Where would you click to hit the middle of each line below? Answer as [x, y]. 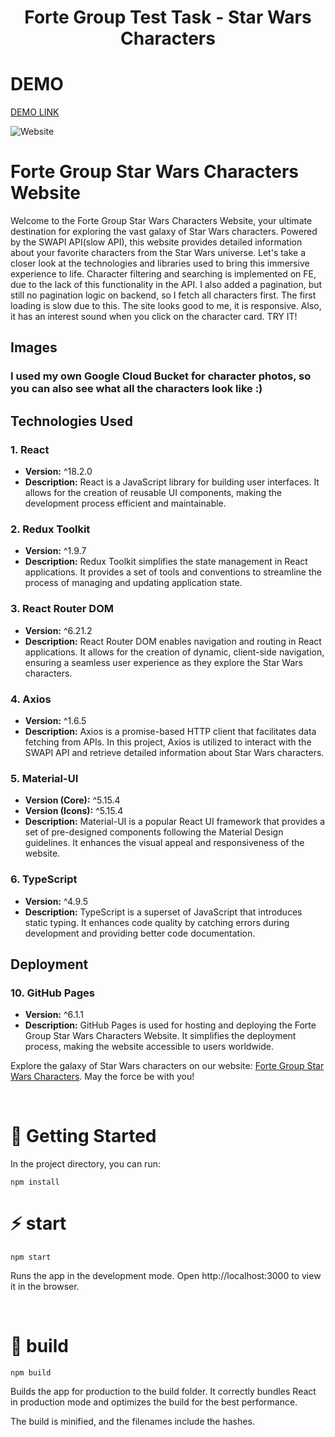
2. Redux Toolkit [50, 529]
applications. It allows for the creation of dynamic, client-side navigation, [174, 652]
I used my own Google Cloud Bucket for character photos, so [161, 376]
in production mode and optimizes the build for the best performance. [154, 1402]
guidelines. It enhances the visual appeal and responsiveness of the [164, 843]
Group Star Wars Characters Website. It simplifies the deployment [160, 1036]
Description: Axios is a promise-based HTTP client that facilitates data [170, 731]
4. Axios [31, 699]
